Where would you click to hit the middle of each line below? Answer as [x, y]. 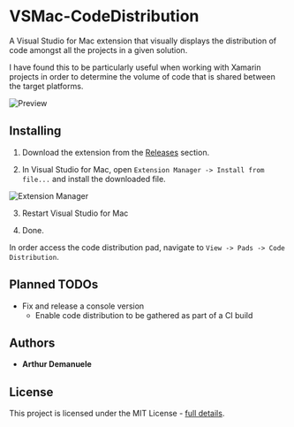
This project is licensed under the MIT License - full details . [117, 414]
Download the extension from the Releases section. [116, 152]
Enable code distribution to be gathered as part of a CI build [144, 315]
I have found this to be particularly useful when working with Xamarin [136, 67]
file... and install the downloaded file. [94, 179]
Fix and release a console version [83, 306]
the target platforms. [46, 86]
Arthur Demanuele [57, 364]
